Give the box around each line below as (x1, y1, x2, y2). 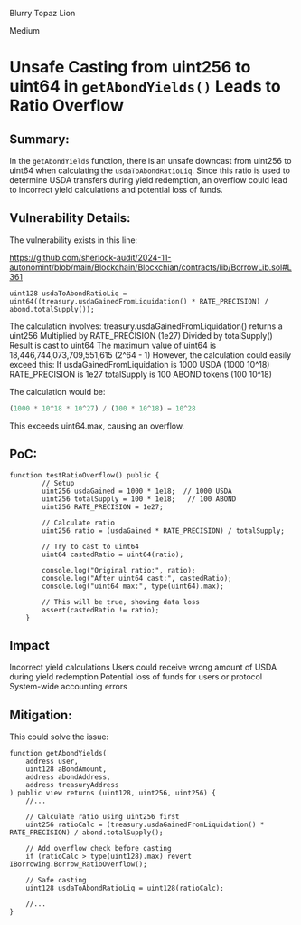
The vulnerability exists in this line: (9, 235, 138, 246)
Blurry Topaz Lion (9, 8, 76, 18)
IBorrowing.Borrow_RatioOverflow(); (9, 860, 147, 869)
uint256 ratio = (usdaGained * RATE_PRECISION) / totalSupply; (42, 525, 285, 535)
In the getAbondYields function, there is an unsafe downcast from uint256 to (9, 156, 292, 166)
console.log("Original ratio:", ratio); (42, 565, 196, 574)
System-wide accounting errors (9, 681, 128, 692)
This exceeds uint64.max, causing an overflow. (9, 420, 185, 431)
